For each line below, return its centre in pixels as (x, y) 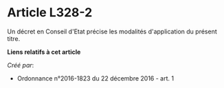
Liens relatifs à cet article (44, 52)
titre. (14, 38)
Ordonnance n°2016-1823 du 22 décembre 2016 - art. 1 (95, 78)
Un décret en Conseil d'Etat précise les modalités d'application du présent (112, 31)
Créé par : (21, 65)
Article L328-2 (50, 13)
